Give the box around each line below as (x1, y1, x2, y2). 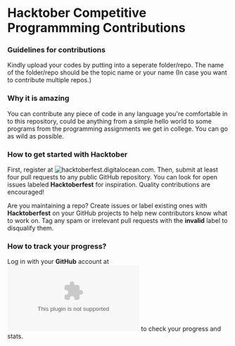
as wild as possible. (7, 132, 65, 140)
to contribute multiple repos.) (7, 76, 92, 84)
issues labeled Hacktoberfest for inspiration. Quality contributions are (7, 181, 211, 189)
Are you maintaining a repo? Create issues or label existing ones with (7, 202, 208, 210)
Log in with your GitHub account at (7, 257, 109, 266)
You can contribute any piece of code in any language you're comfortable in (7, 109, 228, 117)
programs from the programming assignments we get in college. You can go (7, 124, 229, 133)
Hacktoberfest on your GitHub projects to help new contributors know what (7, 209, 227, 217)
